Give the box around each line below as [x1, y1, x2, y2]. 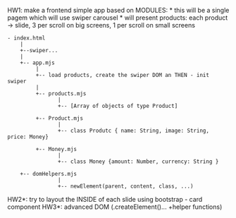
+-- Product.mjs [35, 115, 83, 122]
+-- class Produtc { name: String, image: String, [57, 127, 210, 134]
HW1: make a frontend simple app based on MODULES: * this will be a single [7, 6, 230, 14]
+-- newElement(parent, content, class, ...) [57, 183, 194, 190]
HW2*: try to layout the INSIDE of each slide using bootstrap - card [7, 195, 203, 203]
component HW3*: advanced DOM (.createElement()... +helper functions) [7, 202, 223, 211]
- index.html [7, 35, 46, 42]
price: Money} [7, 133, 49, 140]
